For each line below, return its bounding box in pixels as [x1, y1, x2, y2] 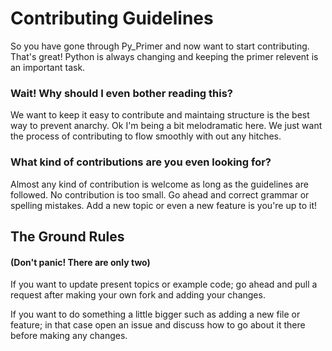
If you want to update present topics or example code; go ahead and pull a [10, 278, 318, 291]
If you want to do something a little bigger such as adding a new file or [10, 308, 301, 321]
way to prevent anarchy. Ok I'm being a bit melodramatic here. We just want [10, 120, 323, 132]
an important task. [10, 61, 86, 73]
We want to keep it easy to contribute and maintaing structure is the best [10, 109, 310, 121]
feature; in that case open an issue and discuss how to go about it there [10, 319, 306, 331]
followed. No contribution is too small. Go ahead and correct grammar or [10, 188, 310, 201]
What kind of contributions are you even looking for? [10, 155, 272, 169]
